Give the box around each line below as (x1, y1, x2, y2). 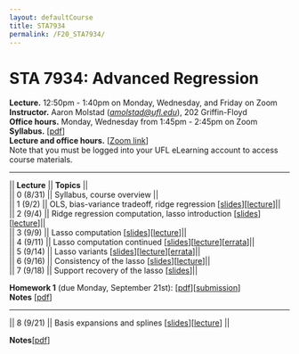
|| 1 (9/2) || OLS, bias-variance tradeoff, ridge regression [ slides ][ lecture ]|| (9, 199, 281, 210)
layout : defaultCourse (9, 12, 93, 22)
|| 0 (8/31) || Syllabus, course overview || (9, 189, 158, 201)
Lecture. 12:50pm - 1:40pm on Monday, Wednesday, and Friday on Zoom (9, 97, 278, 108)
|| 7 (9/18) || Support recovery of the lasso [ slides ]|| (9, 265, 198, 276)
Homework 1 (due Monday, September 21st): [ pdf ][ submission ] (9, 283, 241, 293)
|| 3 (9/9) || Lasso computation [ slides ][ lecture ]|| (9, 227, 187, 238)
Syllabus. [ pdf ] (9, 126, 65, 136)
